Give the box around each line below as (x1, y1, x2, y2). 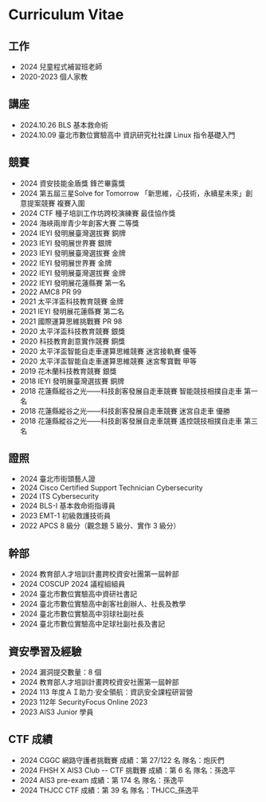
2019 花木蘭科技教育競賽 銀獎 (19, 366, 117, 375)
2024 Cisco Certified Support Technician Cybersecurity (19, 483, 203, 493)
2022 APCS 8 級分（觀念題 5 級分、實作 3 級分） (19, 521, 181, 531)
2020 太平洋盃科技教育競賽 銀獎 (19, 326, 126, 336)
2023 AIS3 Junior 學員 (19, 707, 94, 717)
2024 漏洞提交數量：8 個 (19, 667, 102, 677)
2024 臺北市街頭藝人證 (19, 474, 96, 484)
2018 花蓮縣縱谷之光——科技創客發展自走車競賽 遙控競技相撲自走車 (19, 416, 243, 426)
